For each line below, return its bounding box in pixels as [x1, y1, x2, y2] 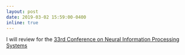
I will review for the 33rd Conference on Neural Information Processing [6, 36, 180, 43]
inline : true [6, 20, 39, 25]
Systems [6, 42, 28, 49]
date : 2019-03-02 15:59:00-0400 [6, 14, 86, 20]
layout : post [6, 8, 39, 15]
